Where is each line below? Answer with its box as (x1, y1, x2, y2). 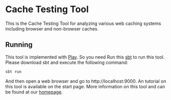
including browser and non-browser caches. (5, 25, 99, 31)
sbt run (5, 69, 22, 74)
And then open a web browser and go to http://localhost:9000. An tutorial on (5, 78, 166, 84)
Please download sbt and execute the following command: (5, 59, 129, 65)
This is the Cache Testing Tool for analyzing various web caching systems (5, 20, 161, 26)
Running (5, 41, 33, 49)
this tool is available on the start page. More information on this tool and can (5, 83, 165, 89)
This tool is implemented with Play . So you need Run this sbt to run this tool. (5, 54, 165, 60)
